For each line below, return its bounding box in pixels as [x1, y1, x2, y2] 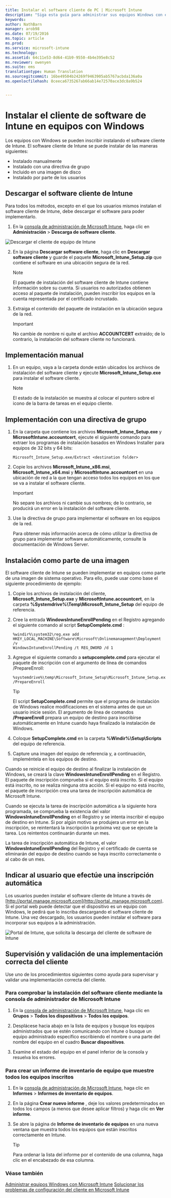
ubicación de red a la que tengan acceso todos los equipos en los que [12, 475, 160, 481]
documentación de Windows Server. [12, 542, 89, 548]
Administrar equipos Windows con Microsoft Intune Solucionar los [5, 1181, 144, 1187]
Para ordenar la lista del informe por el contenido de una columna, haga [12, 1152, 163, 1158]
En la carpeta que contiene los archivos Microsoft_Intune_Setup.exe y [12, 429, 162, 435]
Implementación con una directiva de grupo [5, 415, 147, 424]
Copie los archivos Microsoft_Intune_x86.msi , [12, 464, 111, 470]
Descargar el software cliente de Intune [5, 189, 133, 198]
